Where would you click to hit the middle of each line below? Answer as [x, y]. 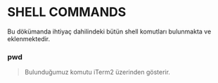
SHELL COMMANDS [67, 12]
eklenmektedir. [29, 38]
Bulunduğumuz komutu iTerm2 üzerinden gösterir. [97, 72]
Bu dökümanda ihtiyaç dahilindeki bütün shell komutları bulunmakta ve [109, 31]
